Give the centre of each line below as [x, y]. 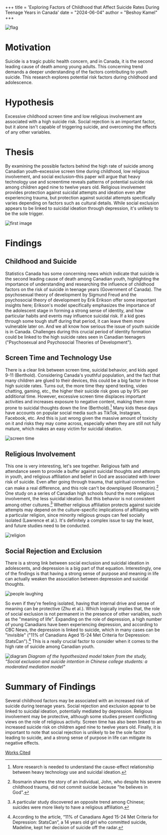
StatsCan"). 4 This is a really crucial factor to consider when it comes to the [82, 641]
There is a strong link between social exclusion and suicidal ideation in [77, 563]
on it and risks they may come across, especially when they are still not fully [83, 423]
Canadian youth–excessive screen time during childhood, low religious [77, 171]
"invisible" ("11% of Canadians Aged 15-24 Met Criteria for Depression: [78, 635]
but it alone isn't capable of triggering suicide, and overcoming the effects [81, 127]
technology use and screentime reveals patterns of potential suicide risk [79, 182]
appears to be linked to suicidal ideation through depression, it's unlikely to [82, 208]
